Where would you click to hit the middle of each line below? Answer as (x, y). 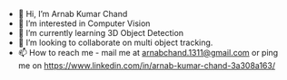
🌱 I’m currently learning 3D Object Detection (101, 33)
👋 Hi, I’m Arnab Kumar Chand (73, 14)
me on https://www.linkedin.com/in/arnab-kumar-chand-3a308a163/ (146, 66)
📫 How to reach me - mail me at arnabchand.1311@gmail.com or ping (148, 53)
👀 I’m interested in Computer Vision (84, 23)
